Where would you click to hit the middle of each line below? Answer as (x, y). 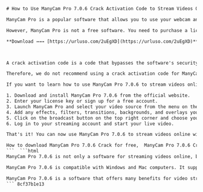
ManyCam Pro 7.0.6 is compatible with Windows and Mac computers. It (96, 167)
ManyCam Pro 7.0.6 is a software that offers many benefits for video (97, 178)
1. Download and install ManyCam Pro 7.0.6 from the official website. (98, 96)
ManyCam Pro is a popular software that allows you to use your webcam (98, 19)
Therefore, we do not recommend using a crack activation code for (93, 74)
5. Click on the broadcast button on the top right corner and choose (97, 118)
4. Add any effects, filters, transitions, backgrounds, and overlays (97, 112)
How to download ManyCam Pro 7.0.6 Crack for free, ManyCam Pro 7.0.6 (98, 146)
